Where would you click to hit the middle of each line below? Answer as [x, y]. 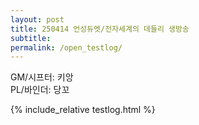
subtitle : [31, 38]
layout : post [37, 19]
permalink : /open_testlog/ [66, 47]
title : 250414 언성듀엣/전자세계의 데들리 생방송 [100, 29]
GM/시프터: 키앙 [42, 77]
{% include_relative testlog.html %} [83, 110]
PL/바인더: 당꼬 [40, 90]
